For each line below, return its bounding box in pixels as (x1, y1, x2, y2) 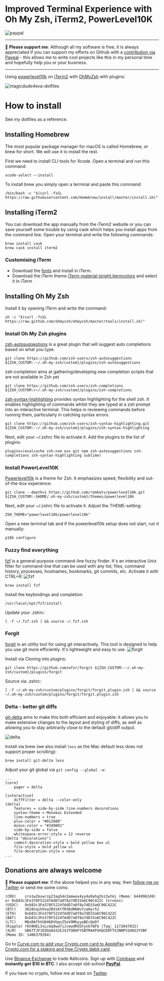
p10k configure (5, 536, 36, 541)
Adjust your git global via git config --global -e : (5, 767, 106, 772)
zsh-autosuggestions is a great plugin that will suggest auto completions (5, 341, 151, 347)
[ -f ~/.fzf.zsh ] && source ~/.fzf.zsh (5, 619, 89, 624)
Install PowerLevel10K (5, 464, 59, 471)
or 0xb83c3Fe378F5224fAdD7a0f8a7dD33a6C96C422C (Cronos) (5, 898, 123, 903)
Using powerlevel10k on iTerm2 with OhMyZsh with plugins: (5, 73, 125, 79)
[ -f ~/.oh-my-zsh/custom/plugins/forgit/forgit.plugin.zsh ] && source (5, 688, 156, 692)
